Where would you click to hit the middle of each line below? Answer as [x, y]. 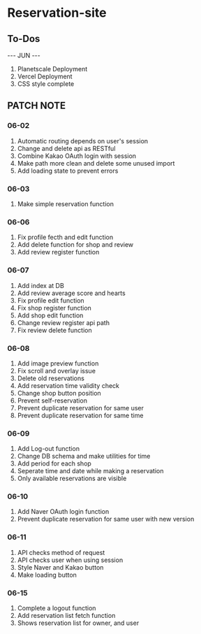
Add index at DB [40, 285]
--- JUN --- [24, 55]
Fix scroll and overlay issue [57, 370]
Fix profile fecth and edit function [65, 237]
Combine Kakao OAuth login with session [77, 156]
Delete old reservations [51, 378]
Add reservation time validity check [68, 385]
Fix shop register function [54, 308]
